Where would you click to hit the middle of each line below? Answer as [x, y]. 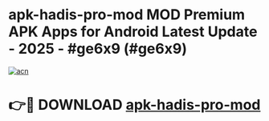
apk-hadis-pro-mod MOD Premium [127, 15]
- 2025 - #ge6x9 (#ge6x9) [98, 49]
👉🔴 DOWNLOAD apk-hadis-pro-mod [134, 105]
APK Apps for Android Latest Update [133, 32]
